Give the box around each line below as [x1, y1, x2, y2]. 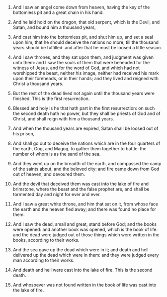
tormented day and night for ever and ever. [12, 192, 101, 197]
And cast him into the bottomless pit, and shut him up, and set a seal [12, 34, 154, 40]
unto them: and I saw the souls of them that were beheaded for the [12, 60, 150, 65]
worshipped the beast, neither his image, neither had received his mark [12, 70, 159, 76]
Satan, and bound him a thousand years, [12, 24, 96, 30]
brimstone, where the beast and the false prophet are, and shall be [12, 186, 150, 192]
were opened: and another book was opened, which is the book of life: [12, 226, 158, 232]
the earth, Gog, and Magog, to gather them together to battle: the [12, 146, 147, 151]
